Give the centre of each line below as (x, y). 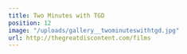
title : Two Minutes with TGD (56, 15)
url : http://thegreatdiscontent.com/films (80, 38)
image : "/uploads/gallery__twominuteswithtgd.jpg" (94, 30)
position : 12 (30, 23)
